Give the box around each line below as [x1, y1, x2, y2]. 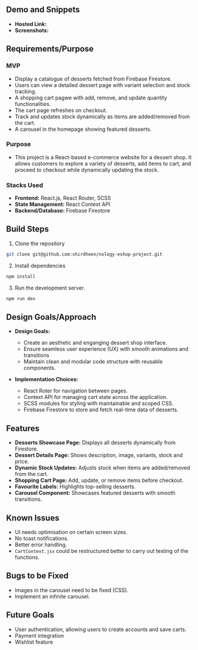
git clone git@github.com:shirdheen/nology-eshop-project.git [6, 251, 163, 257]
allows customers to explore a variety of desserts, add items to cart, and [14, 160, 191, 167]
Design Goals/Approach [6, 312, 96, 322]
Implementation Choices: [14, 376, 79, 383]
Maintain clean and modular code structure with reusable [23, 358, 163, 365]
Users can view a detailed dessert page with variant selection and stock [14, 81, 190, 88]
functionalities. [14, 100, 51, 107]
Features [6, 423, 40, 433]
